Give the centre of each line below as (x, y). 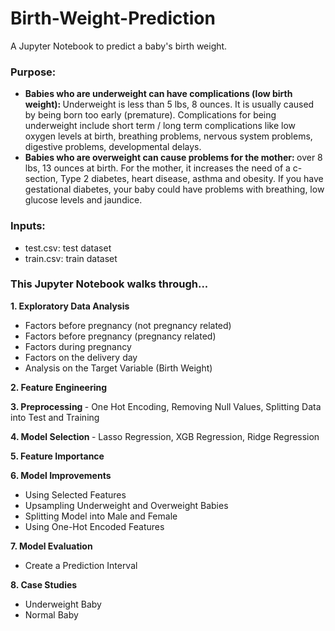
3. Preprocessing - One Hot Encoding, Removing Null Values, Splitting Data (166, 406)
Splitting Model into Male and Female (101, 516)
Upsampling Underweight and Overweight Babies (126, 505)
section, (41, 179)
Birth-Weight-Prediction (113, 18)
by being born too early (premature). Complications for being (150, 115)
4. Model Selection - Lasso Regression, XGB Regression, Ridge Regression (165, 436)
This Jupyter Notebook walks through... (109, 284)
